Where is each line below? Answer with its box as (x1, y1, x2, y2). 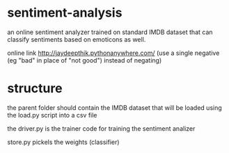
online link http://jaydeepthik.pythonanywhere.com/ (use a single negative (7, 49, 220, 57)
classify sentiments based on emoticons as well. (7, 35, 146, 43)
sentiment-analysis (7, 5, 123, 21)
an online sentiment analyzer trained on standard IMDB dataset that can (7, 28, 214, 36)
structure (7, 81, 63, 97)
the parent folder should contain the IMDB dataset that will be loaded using (7, 103, 223, 112)
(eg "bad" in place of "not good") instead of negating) (7, 56, 162, 64)
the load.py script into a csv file (7, 111, 97, 119)
